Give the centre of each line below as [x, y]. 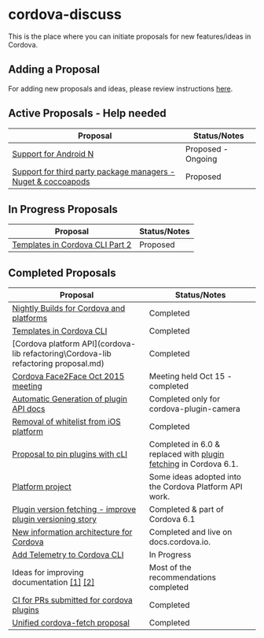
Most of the [170, 568]
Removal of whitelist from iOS [67, 422]
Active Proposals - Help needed [87, 113]
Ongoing [201, 159]
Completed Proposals [62, 272]
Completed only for [185, 399]
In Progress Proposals [63, 209]
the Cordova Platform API [196, 487]
